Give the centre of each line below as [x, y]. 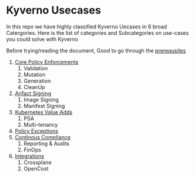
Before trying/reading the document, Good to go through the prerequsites [96, 50]
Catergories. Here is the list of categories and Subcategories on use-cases [97, 32]
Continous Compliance [43, 137]
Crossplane [38, 162]
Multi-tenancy [41, 124]
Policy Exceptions [36, 131]
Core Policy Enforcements [47, 62]
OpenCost [36, 168]
